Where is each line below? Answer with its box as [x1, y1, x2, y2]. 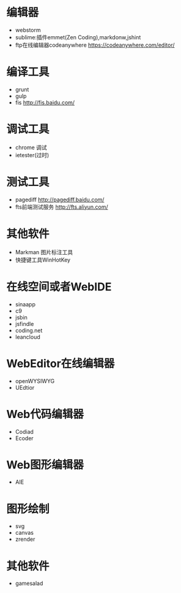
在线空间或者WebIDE [6, 280, 112, 293]
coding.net [15, 327, 43, 334]
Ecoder [15, 434, 34, 442]
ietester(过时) [15, 151, 50, 158]
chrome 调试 [15, 144, 47, 151]
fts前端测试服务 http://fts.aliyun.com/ [15, 203, 108, 211]
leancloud [15, 333, 41, 341]
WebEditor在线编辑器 [6, 357, 115, 370]
